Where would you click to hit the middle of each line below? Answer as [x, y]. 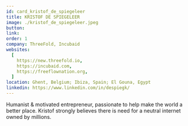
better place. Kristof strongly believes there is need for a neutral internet [93, 110]
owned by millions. [29, 117]
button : [16, 28]
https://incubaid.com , [44, 66]
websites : [18, 50]
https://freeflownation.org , [52, 71]
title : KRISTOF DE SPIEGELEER [43, 17]
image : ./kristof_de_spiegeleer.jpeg [52, 22]
